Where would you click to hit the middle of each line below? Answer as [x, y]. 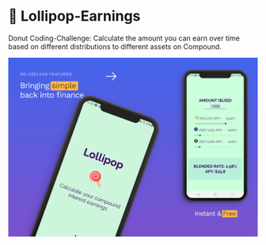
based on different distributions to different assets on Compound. [115, 46]
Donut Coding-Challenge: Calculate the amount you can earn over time [124, 38]
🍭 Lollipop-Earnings [74, 16]
